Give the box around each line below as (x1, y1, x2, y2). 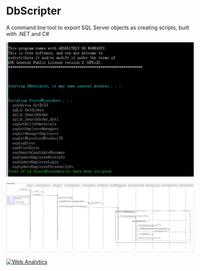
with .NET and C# (6, 30, 49, 37)
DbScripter (6, 4, 61, 18)
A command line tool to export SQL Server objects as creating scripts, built (6, 24, 189, 31)
